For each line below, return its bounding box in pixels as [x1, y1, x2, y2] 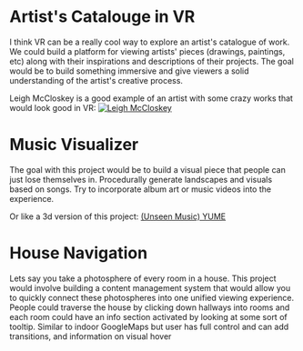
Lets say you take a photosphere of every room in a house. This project [9, 273, 277, 284]
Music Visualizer [9, 135, 139, 155]
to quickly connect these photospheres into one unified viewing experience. [9, 292, 294, 303]
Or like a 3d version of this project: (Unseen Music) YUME [9, 211, 227, 222]
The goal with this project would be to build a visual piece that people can [9, 164, 287, 175]
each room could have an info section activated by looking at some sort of [9, 311, 288, 322]
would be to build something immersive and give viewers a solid [9, 65, 249, 76]
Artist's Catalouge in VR [9, 6, 196, 27]
